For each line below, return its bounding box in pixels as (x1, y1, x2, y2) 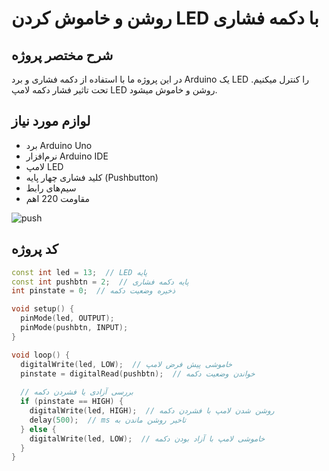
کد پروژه (11, 241, 59, 258)
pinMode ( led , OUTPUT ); (20, 313, 115, 324)
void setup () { (11, 304, 75, 314)
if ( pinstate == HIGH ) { (20, 397, 124, 407)
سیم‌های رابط (25, 182, 77, 194)
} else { (20, 424, 57, 434)
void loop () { (11, 350, 71, 360)
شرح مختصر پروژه (11, 47, 114, 64)
